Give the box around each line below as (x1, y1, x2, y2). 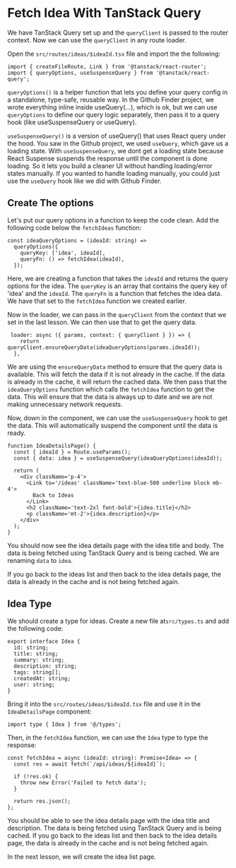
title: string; (13, 650, 59, 658)
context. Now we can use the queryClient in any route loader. (7, 35, 187, 44)
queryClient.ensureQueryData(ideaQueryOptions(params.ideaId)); (7, 344, 201, 351)
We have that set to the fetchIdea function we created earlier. (7, 297, 187, 305)
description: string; (13, 662, 78, 670)
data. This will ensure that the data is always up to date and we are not (7, 392, 213, 400)
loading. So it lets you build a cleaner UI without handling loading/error (7, 161, 213, 170)
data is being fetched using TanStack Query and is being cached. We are (7, 549, 220, 557)
